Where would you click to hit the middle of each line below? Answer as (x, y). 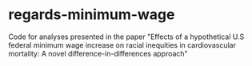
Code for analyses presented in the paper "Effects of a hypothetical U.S (126, 37)
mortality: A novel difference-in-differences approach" (98, 53)
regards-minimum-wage (92, 15)
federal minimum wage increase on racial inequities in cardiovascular (122, 45)
